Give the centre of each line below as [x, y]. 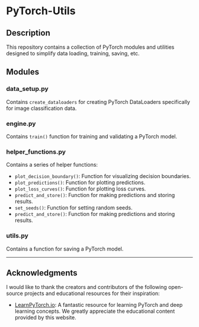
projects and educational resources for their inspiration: [92, 293]
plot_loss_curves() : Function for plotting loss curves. [80, 189]
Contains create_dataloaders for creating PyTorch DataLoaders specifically [98, 101]
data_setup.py [27, 89]
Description [28, 33]
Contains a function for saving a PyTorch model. [65, 249]
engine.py [21, 123]
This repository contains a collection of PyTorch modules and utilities [90, 47]
